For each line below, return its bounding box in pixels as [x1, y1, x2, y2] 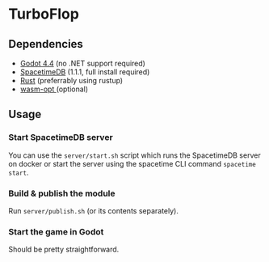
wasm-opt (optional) [19, 84, 89, 94]
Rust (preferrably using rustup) [19, 76, 124, 85]
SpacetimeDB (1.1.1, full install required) [19, 67, 150, 77]
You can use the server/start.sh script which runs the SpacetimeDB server [8, 150, 261, 160]
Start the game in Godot [8, 226, 104, 237]
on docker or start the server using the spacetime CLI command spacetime [8, 158, 256, 168]
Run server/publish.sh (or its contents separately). [8, 205, 179, 215]
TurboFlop [8, 5, 79, 23]
